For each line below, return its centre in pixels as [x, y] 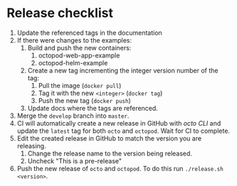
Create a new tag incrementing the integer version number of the [123, 70]
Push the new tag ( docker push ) [84, 100]
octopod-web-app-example [79, 55]
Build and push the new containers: [79, 48]
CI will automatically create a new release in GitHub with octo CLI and [119, 123]
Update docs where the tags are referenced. [93, 108]
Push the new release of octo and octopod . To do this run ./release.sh [120, 168]
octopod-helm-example [73, 62]
